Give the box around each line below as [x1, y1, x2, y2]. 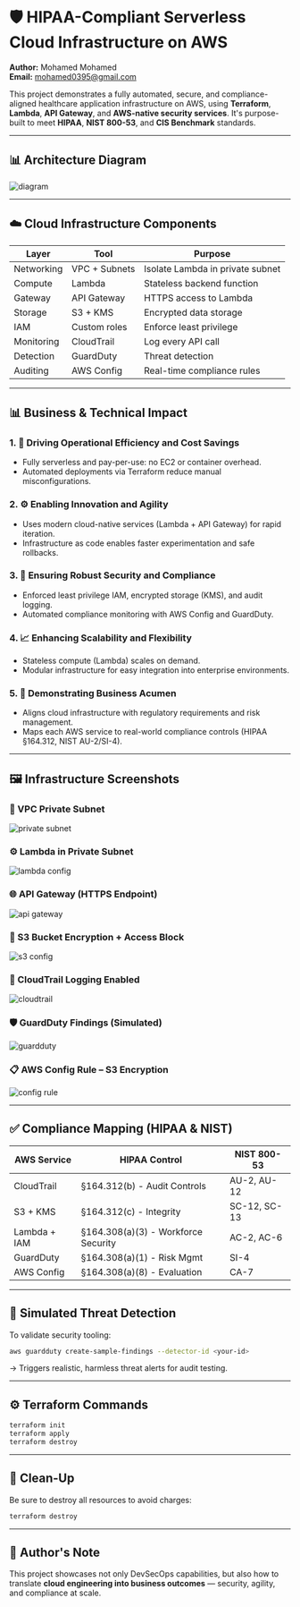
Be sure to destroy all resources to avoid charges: [9, 1494, 192, 1505]
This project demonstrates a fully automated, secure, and [9, 89, 221, 99]
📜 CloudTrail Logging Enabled [9, 973, 140, 985]
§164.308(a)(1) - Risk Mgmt [80, 1251, 204, 1263]
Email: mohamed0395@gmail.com [9, 71, 137, 81]
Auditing [13, 364, 49, 377]
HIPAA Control [119, 1153, 183, 1166]
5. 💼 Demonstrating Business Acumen [9, 687, 177, 700]
